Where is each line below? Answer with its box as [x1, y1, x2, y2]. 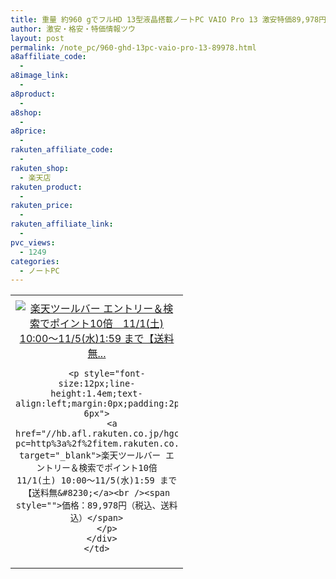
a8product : [10, 89, 56, 99]
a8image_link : [10, 71, 70, 81]
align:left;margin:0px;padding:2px [15, 398, 185, 410]
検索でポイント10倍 [78, 462, 158, 474]
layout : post [10, 33, 65, 43]
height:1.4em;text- [50, 388, 143, 400]
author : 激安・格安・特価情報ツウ [10, 24, 136, 34]
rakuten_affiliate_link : [10, 219, 114, 230]
